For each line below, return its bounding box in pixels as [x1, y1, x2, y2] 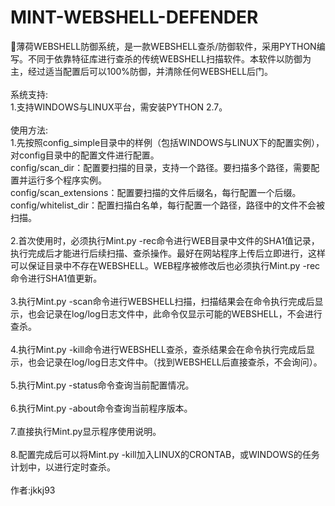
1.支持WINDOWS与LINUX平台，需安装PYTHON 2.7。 [10, 101, 228, 113]
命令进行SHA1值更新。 [10, 272, 103, 284]
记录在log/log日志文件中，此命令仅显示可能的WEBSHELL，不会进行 [44, 307, 323, 320]
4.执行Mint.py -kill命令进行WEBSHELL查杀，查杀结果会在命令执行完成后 [10, 343, 307, 355]
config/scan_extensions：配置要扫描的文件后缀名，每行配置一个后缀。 [10, 186, 302, 198]
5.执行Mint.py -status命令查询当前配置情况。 [10, 379, 195, 391]
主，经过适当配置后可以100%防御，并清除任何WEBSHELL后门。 [10, 65, 274, 77]
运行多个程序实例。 [27, 174, 107, 186]
